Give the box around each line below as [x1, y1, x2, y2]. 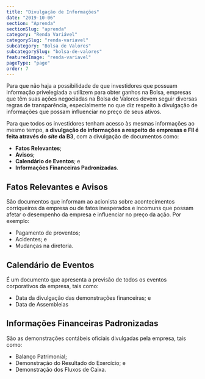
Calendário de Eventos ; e [15, 158, 81, 165]
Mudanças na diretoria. [15, 242, 74, 250]
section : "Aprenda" [6, 20, 56, 26]
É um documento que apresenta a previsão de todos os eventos [6, 276, 167, 283]
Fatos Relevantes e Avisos [6, 182, 108, 192]
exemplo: [6, 218, 29, 225]
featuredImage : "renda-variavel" [6, 54, 92, 60]
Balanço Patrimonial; [15, 353, 67, 360]
